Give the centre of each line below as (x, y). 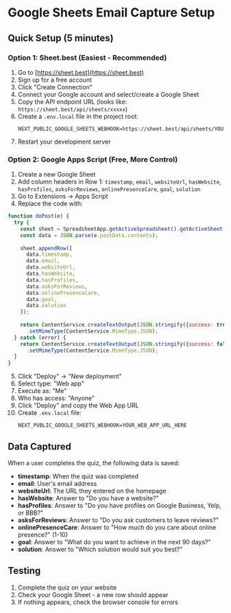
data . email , (43, 261)
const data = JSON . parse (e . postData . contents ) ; (89, 235)
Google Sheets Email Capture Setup (111, 13)
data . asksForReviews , (57, 287)
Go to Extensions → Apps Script (63, 197)
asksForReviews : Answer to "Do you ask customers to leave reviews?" (118, 520)
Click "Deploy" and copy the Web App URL (78, 405)
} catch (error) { (40, 337)
